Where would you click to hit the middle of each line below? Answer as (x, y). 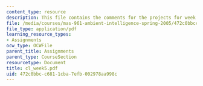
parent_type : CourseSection (42, 57)
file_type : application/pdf (42, 29)
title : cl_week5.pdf (32, 68)
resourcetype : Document (36, 62)
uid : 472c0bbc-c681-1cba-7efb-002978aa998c (62, 74)
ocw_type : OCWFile (29, 46)
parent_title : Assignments (40, 51)
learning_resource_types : (39, 35)
